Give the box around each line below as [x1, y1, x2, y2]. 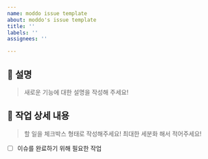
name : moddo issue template [7, 10, 88, 17]
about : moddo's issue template [7, 16, 97, 23]
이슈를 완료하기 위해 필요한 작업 [16, 144, 102, 152]
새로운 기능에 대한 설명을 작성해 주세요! [23, 88, 129, 96]
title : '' [7, 23, 36, 29]
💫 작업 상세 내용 [7, 110, 70, 122]
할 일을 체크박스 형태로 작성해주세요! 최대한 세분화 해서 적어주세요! [23, 130, 202, 138]
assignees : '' [7, 36, 48, 42]
